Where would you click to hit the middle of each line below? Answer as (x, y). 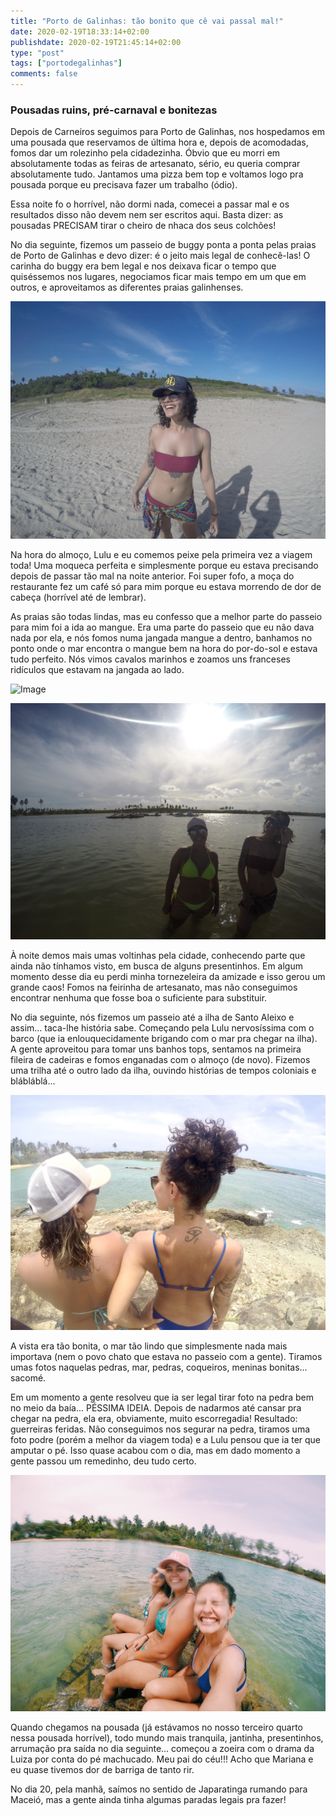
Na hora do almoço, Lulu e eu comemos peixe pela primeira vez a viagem (161, 555)
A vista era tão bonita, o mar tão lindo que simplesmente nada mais (149, 1346)
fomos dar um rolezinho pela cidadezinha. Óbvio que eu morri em (145, 153)
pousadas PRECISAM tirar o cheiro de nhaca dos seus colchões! (143, 226)
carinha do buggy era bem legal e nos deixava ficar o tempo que (143, 266)
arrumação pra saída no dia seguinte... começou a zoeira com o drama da (162, 1749)
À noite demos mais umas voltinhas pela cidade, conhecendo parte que (158, 956)
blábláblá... (33, 1081)
